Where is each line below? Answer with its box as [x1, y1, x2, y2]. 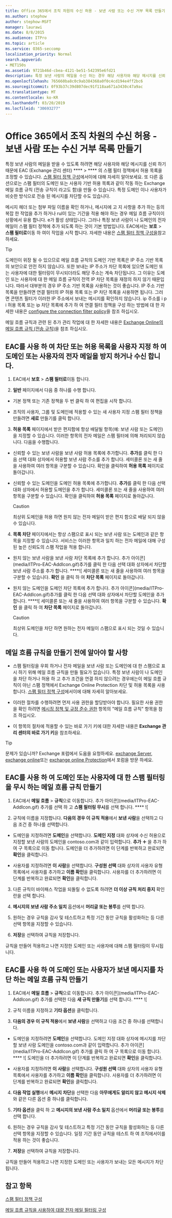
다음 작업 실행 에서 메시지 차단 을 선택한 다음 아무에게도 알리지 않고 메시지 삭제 [12, 1089, 166, 1095]
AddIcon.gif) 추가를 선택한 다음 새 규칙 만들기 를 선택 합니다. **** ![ [12, 996, 147, 1002]
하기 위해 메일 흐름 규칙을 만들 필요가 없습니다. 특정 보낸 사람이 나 [18, 669, 149, 675]
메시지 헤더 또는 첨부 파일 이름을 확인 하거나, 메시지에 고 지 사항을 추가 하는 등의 [5, 204, 165, 210]
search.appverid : [5, 57, 42, 62]
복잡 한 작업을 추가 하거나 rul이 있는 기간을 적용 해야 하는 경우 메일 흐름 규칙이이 [5, 211, 165, 217]
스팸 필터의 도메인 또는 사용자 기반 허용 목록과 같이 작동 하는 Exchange [23, 180, 165, 186]
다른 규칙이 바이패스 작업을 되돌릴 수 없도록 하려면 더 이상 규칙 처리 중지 [12, 886, 155, 892]
